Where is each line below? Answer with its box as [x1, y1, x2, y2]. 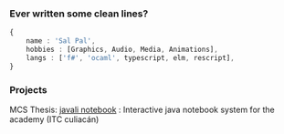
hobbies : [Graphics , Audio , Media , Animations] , [26, 45, 219, 55]
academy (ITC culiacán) [9, 113, 100, 125]
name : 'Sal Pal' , [26, 36, 96, 46]
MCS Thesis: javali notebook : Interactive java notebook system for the [9, 104, 276, 115]
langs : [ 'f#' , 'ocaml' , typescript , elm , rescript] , [26, 53, 235, 62]
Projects [9, 83, 47, 96]
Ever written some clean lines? [9, 7, 149, 20]
